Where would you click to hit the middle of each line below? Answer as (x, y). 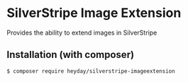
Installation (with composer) (71, 55)
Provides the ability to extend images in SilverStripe (82, 33)
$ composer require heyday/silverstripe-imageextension (91, 71)
